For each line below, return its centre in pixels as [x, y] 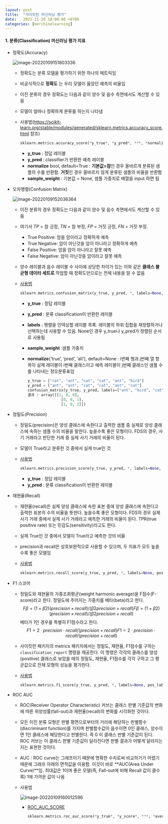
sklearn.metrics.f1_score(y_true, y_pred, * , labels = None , [83, 685]
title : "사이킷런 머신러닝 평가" [36, 15]
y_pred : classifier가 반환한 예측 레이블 [66, 160]
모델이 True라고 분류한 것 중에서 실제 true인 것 [65, 448]
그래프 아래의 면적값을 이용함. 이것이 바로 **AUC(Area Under [93, 764]
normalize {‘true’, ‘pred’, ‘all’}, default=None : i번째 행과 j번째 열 [91, 359]
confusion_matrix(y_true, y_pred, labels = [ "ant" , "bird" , [89, 390]
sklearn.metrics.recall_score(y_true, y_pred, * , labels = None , [87, 573]
